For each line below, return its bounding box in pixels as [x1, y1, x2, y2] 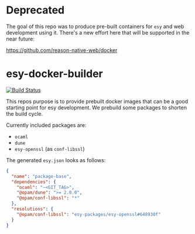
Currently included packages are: [6, 121, 87, 129]
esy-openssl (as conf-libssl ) [14, 145, 85, 152]
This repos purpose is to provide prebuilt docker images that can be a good [6, 98, 189, 105]
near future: [6, 35, 35, 42]
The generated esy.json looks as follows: [6, 156, 106, 164]
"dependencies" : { [11, 179, 57, 185]
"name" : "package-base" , [11, 173, 72, 179]
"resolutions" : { [11, 206, 54, 212]
